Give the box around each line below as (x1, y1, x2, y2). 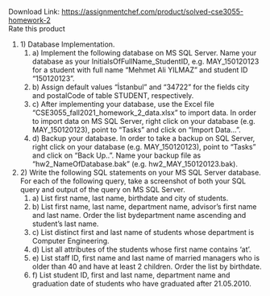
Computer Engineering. (31, 236, 110, 245)
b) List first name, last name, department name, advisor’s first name (31, 202, 257, 212)
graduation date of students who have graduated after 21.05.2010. (31, 279, 252, 288)
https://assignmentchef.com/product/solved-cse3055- (61, 7, 244, 16)
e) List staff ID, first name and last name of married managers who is (31, 253, 260, 262)
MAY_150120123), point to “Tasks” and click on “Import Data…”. (31, 125, 242, 134)
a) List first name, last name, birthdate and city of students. (31, 193, 229, 203)
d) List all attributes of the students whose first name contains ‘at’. (31, 245, 251, 254)
